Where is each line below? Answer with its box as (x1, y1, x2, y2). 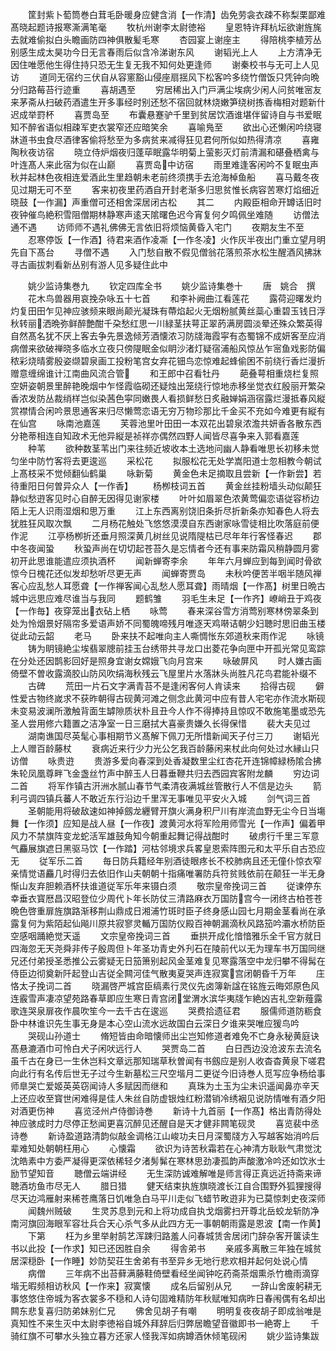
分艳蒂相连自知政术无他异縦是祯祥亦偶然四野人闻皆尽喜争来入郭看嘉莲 (10, 430, 300, 442)
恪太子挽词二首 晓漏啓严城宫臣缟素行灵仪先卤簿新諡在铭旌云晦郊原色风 (10, 980, 320, 992)
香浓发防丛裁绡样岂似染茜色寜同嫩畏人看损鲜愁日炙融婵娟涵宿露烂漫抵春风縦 (10, 393, 326, 404)
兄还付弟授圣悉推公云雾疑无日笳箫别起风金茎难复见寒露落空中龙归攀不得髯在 (10, 955, 326, 967)
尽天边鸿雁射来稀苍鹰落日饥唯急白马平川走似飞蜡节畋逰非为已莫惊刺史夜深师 (10, 1193, 326, 1204)
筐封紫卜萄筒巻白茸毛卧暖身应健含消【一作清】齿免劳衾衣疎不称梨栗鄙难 (27, 9, 326, 20)
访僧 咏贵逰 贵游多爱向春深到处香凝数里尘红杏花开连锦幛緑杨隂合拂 (10, 755, 322, 767)
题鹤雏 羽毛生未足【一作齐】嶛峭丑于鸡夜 (134, 593, 322, 604)
